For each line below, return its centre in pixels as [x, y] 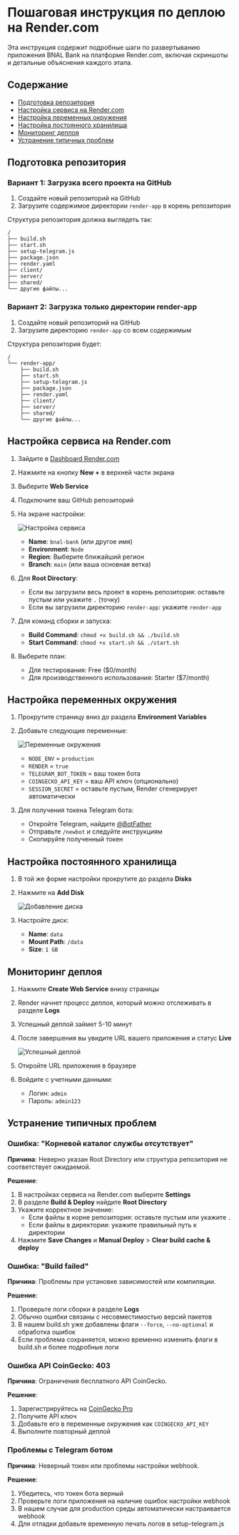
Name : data [46, 934]
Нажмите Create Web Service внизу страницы [88, 988]
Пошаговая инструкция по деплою [117, 12]
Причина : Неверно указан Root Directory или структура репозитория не [118, 1159]
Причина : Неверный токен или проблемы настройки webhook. [103, 1465]
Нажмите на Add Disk [51, 893]
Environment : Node [56, 549]
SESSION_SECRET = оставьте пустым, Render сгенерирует [113, 789]
